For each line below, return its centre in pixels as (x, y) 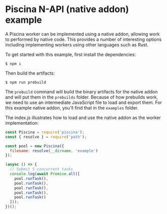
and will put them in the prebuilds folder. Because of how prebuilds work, (81, 97)
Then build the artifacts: (30, 73)
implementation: (22, 123)
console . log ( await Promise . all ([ (45, 174)
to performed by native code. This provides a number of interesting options (83, 39)
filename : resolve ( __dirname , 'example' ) (54, 151)
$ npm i (13, 64)
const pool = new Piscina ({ (35, 146)
